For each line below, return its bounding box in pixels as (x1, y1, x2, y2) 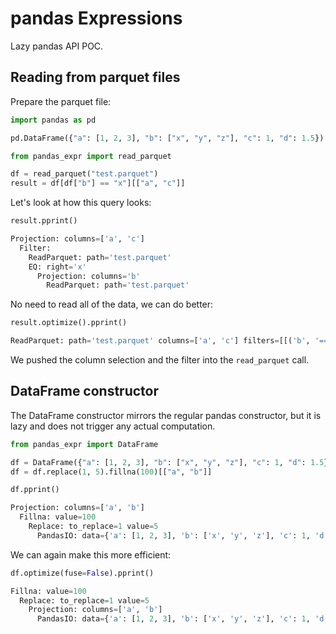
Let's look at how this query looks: (10, 197, 152, 209)
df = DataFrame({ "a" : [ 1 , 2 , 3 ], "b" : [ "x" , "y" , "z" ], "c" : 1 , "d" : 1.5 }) (10, 457, 333, 467)
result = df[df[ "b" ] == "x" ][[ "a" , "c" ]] (10, 178, 186, 189)
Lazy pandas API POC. (10, 40, 104, 52)
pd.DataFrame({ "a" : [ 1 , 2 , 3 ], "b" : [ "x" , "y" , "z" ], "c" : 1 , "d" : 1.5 (10, 133, 316, 143)
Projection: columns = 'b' (36, 271, 141, 281)
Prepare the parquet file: (10, 95, 112, 107)
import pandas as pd (10, 115, 97, 125)
